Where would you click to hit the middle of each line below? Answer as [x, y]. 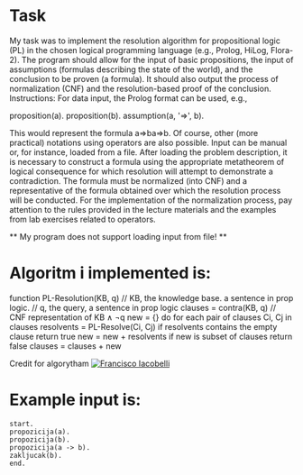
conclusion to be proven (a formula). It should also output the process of [144, 78]
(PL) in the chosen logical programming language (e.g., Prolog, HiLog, [139, 50]
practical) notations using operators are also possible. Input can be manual [148, 142]
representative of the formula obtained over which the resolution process [145, 190]
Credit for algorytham [50, 363]
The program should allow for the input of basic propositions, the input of [157, 59]
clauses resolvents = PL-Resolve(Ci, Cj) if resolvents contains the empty [143, 326]
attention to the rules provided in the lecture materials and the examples [143, 209]
